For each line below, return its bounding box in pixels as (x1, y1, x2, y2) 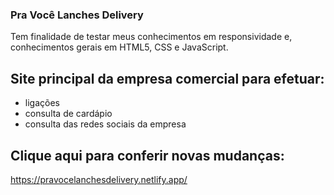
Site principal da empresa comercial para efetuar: (10, 70, 325, 87)
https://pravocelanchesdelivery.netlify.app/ (10, 173, 188, 185)
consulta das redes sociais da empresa (24, 118, 187, 130)
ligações (24, 97, 60, 109)
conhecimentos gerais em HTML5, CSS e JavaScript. (10, 41, 229, 53)
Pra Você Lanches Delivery (10, 8, 144, 22)
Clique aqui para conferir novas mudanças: (10, 147, 285, 164)
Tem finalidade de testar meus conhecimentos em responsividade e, (10, 31, 293, 43)
